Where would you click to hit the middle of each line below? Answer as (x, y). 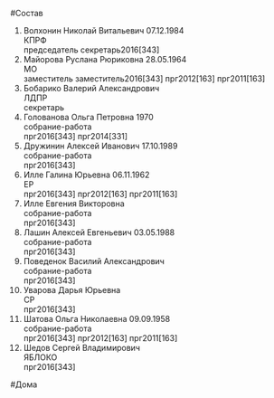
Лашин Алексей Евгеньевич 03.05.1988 (99, 232)
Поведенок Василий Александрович (94, 261)
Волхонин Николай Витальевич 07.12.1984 (104, 30)
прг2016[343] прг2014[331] (76, 136)
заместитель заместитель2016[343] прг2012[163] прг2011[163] (144, 79)
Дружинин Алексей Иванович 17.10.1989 (100, 146)
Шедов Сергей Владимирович (82, 348)
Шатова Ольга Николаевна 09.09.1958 (97, 319)
